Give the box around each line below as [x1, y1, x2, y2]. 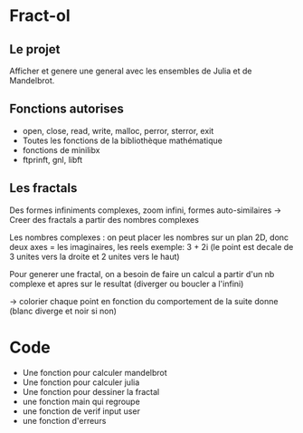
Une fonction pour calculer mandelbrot [22, 367, 167, 378]
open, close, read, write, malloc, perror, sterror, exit [22, 125, 214, 136]
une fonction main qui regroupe [22, 396, 140, 407]
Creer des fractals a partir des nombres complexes [9, 214, 199, 225]
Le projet [9, 42, 61, 57]
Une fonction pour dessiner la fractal [22, 386, 160, 397]
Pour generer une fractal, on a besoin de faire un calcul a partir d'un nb [9, 268, 275, 279]
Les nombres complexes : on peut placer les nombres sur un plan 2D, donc [9, 232, 289, 243]
